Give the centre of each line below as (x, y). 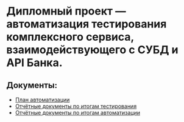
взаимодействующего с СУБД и (92, 50)
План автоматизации (42, 100)
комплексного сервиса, (70, 37)
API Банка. (34, 63)
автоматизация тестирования (87, 24)
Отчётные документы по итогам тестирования (76, 106)
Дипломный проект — (66, 11)
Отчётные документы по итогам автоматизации (77, 113)
